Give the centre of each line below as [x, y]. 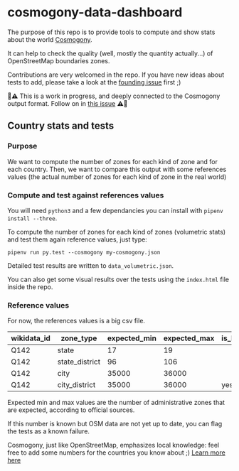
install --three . [32, 218]
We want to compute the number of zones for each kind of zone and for [113, 161]
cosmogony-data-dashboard [95, 12]
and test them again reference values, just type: [77, 239]
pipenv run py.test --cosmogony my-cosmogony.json [84, 252]
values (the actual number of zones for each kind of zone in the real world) [117, 177]
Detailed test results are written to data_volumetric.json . [91, 265]
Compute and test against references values [86, 195]
